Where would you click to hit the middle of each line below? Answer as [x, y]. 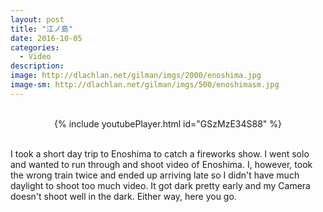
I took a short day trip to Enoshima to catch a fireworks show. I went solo [160, 153]
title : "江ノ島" [42, 29]
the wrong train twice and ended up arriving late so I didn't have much [155, 175]
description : [37, 66]
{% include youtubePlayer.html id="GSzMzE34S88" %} [167, 123]
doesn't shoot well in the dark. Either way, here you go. [123, 196]
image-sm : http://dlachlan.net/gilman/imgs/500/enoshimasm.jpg [145, 85]
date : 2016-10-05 [46, 38]
